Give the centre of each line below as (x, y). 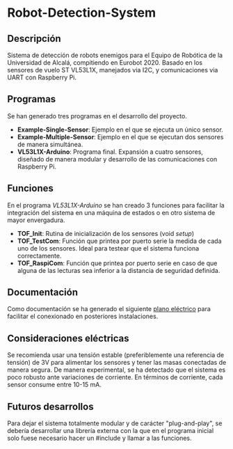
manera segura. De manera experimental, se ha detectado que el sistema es (116, 370)
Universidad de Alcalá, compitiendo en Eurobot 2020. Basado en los (105, 63)
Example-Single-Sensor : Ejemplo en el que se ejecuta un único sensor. (120, 129)
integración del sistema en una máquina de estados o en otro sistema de (111, 212)
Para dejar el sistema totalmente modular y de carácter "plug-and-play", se (115, 423)
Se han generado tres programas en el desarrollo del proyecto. (97, 116)
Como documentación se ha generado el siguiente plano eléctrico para (109, 309)
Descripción (34, 39)
